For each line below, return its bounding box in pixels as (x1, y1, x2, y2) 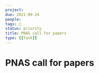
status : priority (5, 26, 42, 31)
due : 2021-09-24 (5, 12, 39, 17)
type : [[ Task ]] (5, 36, 37, 41)
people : (5, 17, 22, 22)
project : (5, 7, 24, 13)
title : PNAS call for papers (5, 31, 67, 36)
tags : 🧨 (5, 21, 22, 27)
